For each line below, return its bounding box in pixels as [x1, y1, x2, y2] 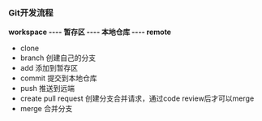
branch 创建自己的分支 [19, 53, 96, 63]
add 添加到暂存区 [19, 63, 79, 73]
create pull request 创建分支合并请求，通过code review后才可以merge [19, 93, 255, 103]
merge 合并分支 [19, 104, 73, 114]
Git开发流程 [8, 6, 54, 18]
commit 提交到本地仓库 [19, 73, 97, 83]
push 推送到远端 [19, 84, 75, 93]
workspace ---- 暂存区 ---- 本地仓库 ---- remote [8, 27, 172, 37]
